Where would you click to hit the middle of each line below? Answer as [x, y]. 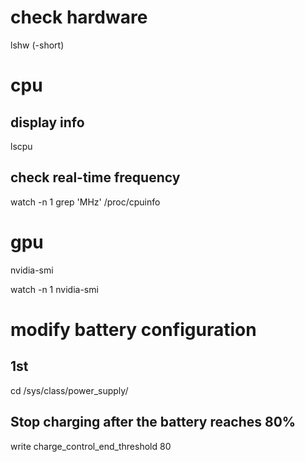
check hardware [79, 17]
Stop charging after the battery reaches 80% [153, 422]
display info [47, 122]
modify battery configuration [133, 329]
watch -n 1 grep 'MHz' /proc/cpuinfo [85, 202]
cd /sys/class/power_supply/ [69, 390]
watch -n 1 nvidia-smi [54, 289]
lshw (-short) [37, 45]
